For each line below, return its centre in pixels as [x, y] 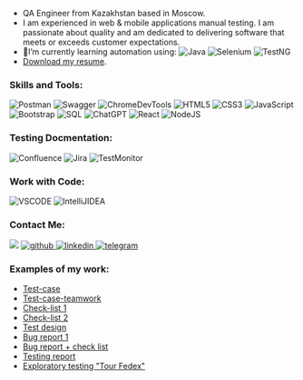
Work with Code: [47, 181]
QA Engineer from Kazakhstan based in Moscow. [114, 13]
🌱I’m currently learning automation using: [99, 52]
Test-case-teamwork [62, 298]
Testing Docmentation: [61, 138]
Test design [44, 327]
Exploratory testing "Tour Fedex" [84, 366]
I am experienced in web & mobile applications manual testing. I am [148, 23]
